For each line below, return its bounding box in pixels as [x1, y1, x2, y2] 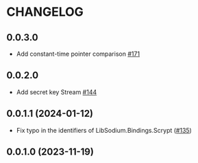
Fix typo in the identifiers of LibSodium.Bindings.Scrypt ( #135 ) [16, 126, 193, 134]
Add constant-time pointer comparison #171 [16, 50, 140, 58]
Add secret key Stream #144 [16, 87, 97, 96]
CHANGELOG [6, 4, 84, 20]
